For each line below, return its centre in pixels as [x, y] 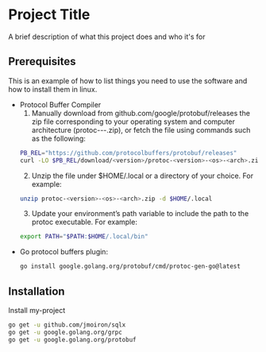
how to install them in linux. [53, 89]
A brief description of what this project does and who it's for [107, 37]
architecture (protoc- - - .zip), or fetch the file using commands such [141, 130]
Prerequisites [42, 62]
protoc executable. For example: [84, 222]
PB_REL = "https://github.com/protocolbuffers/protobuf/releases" [128, 153]
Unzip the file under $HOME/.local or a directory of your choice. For [143, 176]
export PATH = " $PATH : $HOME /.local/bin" [84, 237]
